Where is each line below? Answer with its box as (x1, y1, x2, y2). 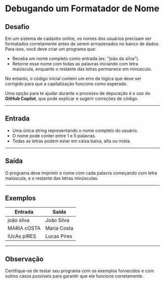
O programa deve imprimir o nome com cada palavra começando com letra (5, 170, 158, 176)
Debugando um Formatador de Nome (5, 3, 160, 14)
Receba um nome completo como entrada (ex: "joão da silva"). (12, 56, 139, 62)
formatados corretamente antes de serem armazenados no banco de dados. (5, 41, 160, 47)
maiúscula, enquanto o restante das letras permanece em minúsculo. (12, 66, 152, 72)
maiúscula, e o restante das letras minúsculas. (5, 175, 99, 181)
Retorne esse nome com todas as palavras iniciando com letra (12, 61, 138, 66)
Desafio (5, 23, 29, 31)
